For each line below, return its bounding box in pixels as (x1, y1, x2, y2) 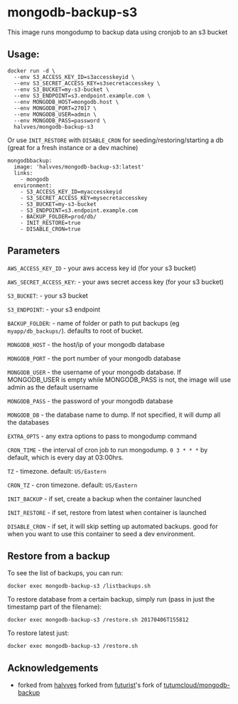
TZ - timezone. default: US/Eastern (7, 466, 107, 475)
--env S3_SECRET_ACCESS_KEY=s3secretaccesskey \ (13, 80, 161, 87)
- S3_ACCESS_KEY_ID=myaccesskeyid (20, 188, 122, 196)
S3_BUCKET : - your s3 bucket (7, 291, 89, 299)
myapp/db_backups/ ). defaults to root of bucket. (7, 326, 144, 335)
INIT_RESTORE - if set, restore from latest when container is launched (7, 508, 207, 516)
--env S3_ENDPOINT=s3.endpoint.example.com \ (13, 92, 151, 100)
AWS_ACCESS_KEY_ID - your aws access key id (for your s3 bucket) (7, 264, 197, 272)
